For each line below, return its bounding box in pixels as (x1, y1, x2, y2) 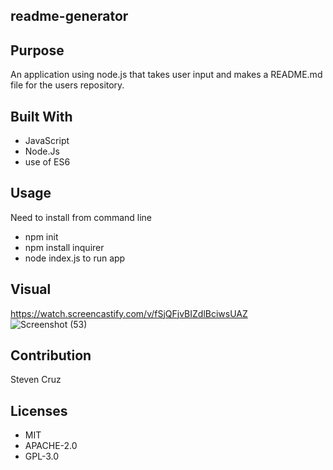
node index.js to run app (24, 252, 126, 264)
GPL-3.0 (24, 450, 60, 463)
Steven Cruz (10, 374, 62, 386)
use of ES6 (24, 156, 71, 168)
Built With (10, 108, 73, 125)
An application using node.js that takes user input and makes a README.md (10, 69, 323, 81)
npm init (24, 230, 59, 243)
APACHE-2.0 (24, 440, 78, 452)
